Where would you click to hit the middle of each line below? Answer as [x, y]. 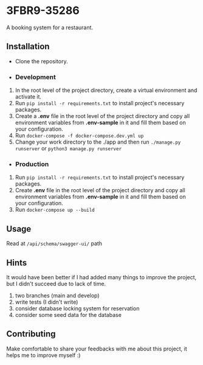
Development [35, 77]
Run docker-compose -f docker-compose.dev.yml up [79, 136]
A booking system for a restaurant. [50, 27]
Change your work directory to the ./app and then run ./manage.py [98, 142]
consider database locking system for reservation [77, 308]
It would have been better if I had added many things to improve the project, [101, 277]
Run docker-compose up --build [55, 210]
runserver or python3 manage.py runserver [68, 148]
